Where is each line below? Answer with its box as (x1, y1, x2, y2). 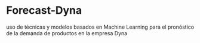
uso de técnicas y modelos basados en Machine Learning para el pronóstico (6, 23, 195, 30)
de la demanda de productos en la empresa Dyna (6, 29, 128, 36)
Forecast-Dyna (6, 4, 82, 17)
